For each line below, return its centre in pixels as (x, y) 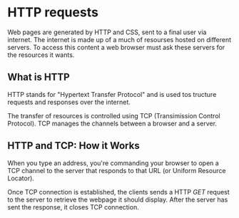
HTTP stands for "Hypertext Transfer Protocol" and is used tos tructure (112, 94)
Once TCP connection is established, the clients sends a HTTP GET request (118, 192)
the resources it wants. (41, 55)
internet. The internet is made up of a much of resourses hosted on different (119, 39)
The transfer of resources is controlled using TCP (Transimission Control (114, 115)
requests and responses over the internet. (69, 102)
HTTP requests (53, 12)
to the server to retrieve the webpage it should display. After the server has (118, 199)
